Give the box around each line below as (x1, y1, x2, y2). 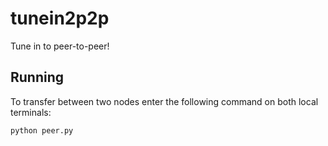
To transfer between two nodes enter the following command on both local (10, 95, 319, 107)
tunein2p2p (10, 7, 110, 30)
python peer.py (10, 125, 74, 136)
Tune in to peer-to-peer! (10, 40, 110, 52)
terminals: (10, 106, 52, 118)
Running (10, 69, 65, 86)
